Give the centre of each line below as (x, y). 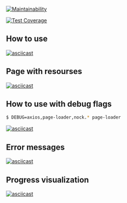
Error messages (36, 147)
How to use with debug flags (59, 104)
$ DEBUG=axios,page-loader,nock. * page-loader (63, 117)
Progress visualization (47, 180)
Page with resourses (44, 71)
